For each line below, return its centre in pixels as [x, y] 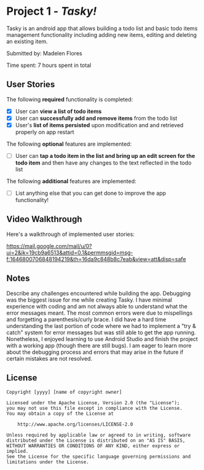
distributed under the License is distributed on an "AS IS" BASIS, [96, 441]
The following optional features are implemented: [69, 144]
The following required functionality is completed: [70, 99]
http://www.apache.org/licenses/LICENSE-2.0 [75, 424]
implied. [18, 451]
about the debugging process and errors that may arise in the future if [95, 352]
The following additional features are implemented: [71, 181]
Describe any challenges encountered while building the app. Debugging [99, 293]
